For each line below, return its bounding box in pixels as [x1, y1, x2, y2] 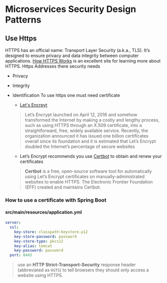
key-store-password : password [14, 234, 77, 239]
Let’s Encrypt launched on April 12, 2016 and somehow [24, 111, 138, 117]
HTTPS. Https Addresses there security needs [5, 63, 101, 69]
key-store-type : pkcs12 [14, 238, 64, 243]
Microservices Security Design [5, 3, 136, 15]
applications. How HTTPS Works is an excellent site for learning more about [5, 58, 161, 63]
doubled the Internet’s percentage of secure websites [24, 143, 136, 149]
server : [5, 220, 21, 225]
